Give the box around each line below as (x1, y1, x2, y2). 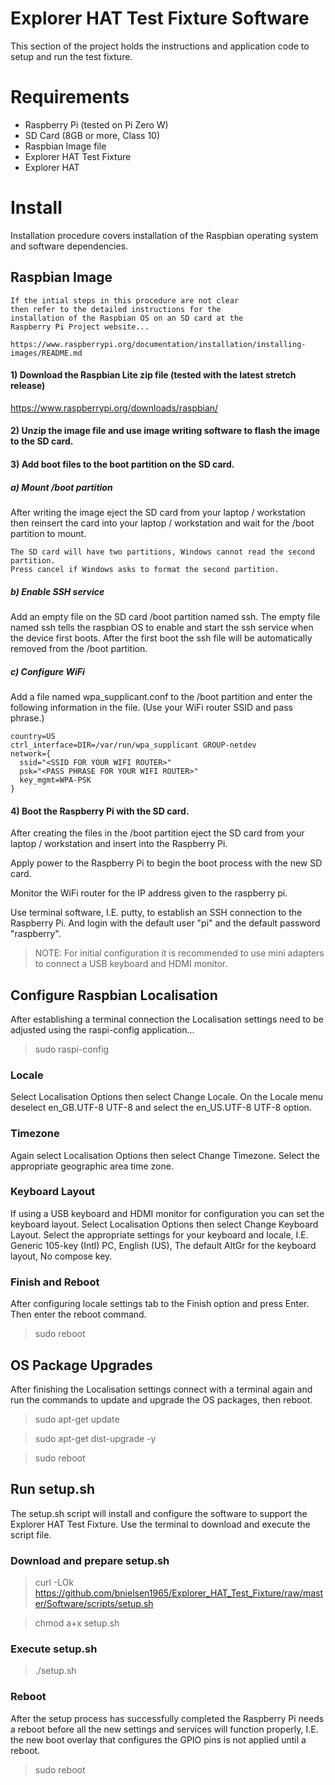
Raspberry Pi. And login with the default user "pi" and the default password (10, 917, 321, 929)
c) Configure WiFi (10, 665, 85, 677)
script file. (10, 1528, 52, 1541)
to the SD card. (10, 435, 74, 447)
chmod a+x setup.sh (34, 1617, 120, 1629)
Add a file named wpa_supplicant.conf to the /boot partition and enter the (10, 690, 313, 702)
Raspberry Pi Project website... (10, 322, 150, 332)
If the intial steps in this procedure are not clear (10, 295, 240, 306)
